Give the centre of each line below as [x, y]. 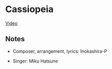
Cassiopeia [30, 9]
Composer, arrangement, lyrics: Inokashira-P [60, 51]
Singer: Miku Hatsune [35, 61]
